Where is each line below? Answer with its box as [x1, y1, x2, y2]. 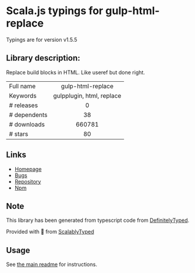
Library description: [6, 53, 80, 63]
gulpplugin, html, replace [53, 91, 122, 99]
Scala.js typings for [6, 4, 103, 18]
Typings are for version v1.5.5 [6, 36, 78, 43]
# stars [9, 129, 28, 138]
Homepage [14, 165, 42, 172]
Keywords [9, 91, 37, 99]
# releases [9, 101, 38, 109]
